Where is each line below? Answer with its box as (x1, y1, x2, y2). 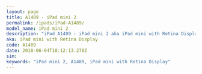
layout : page (6, 8, 39, 15)
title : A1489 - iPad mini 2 (6, 14, 77, 20)
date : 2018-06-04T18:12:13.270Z (6, 48, 87, 54)
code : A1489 (6, 42, 36, 48)
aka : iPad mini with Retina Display (6, 36, 98, 42)
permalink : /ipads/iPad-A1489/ (6, 20, 85, 26)
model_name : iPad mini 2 (6, 25, 69, 32)
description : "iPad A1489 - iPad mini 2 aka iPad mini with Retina (6, 31, 179, 37)
